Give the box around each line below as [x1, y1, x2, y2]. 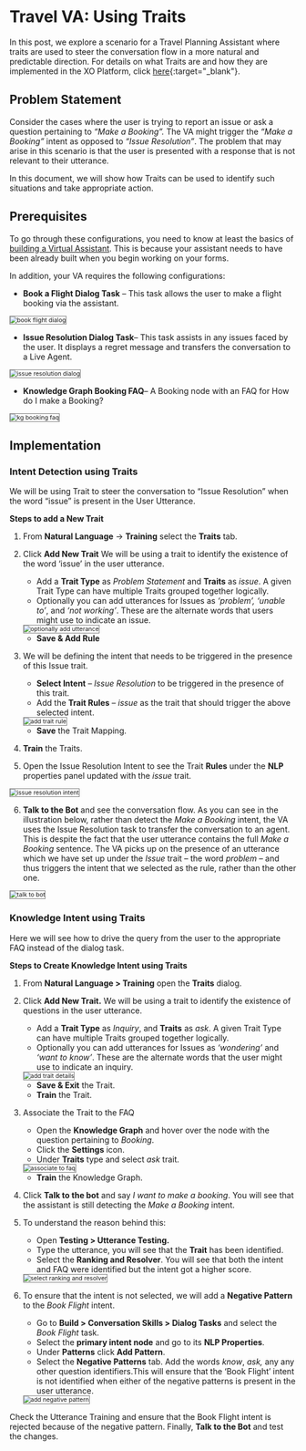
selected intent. [36, 707, 95, 718]
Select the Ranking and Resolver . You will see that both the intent [36, 1254, 284, 1265]
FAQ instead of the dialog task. [9, 942, 125, 953]
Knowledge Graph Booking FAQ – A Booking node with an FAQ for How [22, 385, 290, 396]
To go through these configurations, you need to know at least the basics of [9, 233, 294, 244]
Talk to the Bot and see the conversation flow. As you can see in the [22, 804, 280, 815]
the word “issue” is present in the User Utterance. [9, 495, 196, 507]
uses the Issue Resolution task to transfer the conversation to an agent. [22, 824, 291, 835]
